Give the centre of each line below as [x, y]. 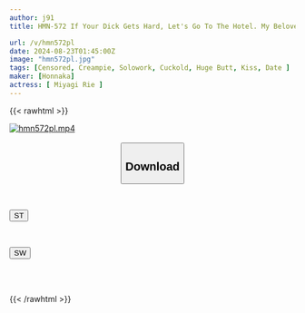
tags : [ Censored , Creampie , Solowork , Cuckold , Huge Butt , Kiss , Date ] [150, 68]
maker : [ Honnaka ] [42, 77]
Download [152, 166]
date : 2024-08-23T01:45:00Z [63, 51]
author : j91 [32, 18]
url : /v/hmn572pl [42, 43]
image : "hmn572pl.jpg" [52, 60]
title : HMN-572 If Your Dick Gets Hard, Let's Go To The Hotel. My [140, 26]
